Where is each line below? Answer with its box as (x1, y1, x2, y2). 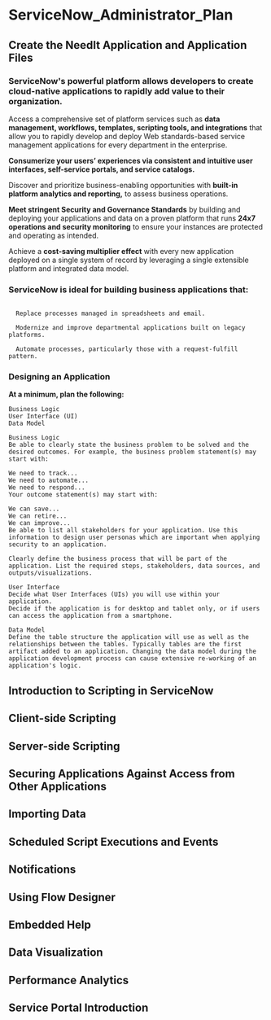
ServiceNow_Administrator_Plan (8, 6, 234, 24)
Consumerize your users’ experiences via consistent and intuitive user (8, 155, 254, 165)
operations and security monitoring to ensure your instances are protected (8, 221, 263, 231)
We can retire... (8, 512, 68, 520)
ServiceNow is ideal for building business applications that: (8, 283, 249, 295)
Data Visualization (8, 946, 103, 960)
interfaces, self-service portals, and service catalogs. (8, 164, 195, 174)
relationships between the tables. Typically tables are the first (8, 641, 243, 649)
